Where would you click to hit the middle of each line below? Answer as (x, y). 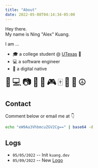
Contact (18, 104)
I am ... (12, 44)
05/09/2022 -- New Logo (38, 160)
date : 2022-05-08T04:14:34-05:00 (40, 15)
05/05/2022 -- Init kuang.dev (41, 155)
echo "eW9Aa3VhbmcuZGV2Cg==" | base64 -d (49, 127)
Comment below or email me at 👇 (40, 116)
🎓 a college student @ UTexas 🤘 (47, 54)
